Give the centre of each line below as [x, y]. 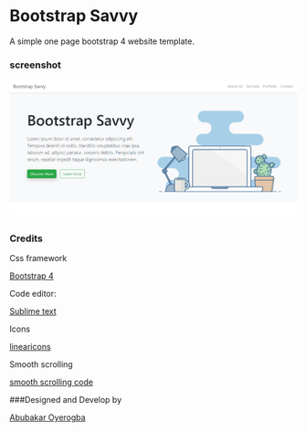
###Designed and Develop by [66, 399]
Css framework [38, 258]
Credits [26, 238]
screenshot [36, 65]
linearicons [31, 346]
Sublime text [33, 311]
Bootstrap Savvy [74, 16]
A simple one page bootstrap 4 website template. [102, 41]
